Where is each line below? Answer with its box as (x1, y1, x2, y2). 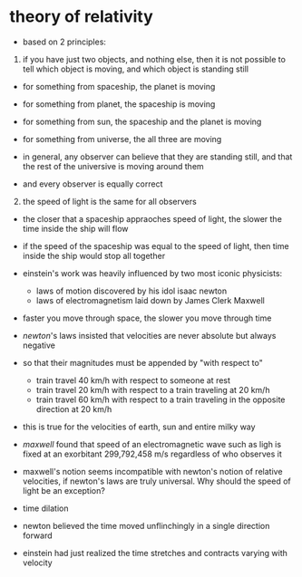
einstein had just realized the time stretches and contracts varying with (22, 547, 287, 558)
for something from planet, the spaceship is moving (22, 98, 216, 110)
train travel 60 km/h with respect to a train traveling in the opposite (35, 394, 286, 405)
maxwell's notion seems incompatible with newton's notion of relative (22, 466, 283, 476)
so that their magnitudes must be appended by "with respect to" (22, 357, 263, 368)
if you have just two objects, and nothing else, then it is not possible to (22, 53, 286, 64)
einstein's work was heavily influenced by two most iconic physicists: (22, 267, 283, 278)
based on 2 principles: (22, 36, 107, 47)
